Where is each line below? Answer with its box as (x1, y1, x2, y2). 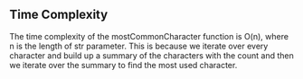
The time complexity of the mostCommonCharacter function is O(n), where (9, 31, 289, 41)
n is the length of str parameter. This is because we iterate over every (9, 40, 269, 51)
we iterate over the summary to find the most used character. (9, 59, 238, 70)
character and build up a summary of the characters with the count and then (9, 49, 294, 61)
